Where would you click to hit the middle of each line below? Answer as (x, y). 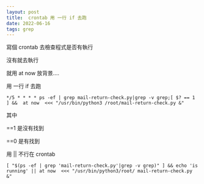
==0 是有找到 (23, 141)
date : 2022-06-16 (28, 23)
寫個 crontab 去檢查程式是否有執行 (50, 47)
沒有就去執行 (22, 60)
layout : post (23, 12)
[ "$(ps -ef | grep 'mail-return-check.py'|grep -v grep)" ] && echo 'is (102, 166)
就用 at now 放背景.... (33, 73)
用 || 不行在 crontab (31, 154)
